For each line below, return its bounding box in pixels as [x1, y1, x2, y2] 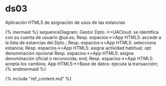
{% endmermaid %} [5, 66, 46, 72]
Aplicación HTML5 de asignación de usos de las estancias [5, 19, 125, 25]
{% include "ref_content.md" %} [5, 76, 71, 82]
